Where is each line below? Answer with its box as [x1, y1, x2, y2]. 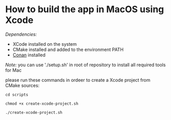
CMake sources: [5, 82, 40, 88]
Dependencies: [5, 31, 37, 37]
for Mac [5, 67, 22, 73]
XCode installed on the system [12, 41, 77, 47]
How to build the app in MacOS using [5, 4, 164, 15]
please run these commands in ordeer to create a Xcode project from [5, 77, 151, 83]
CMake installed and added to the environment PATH [12, 46, 124, 52]
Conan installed [12, 52, 46, 58]
